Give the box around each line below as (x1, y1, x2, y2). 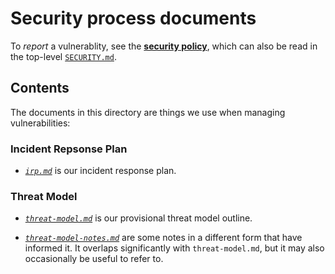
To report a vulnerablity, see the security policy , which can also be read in (10, 40, 318, 52)
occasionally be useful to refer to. (24, 253, 164, 265)
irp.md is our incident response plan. (24, 165, 177, 177)
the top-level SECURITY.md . (10, 50, 117, 62)
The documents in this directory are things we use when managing (10, 106, 286, 118)
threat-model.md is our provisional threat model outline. (24, 212, 253, 224)
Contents (10, 80, 70, 97)
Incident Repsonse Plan (10, 142, 128, 156)
